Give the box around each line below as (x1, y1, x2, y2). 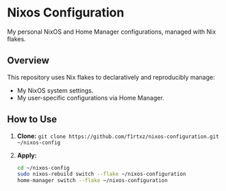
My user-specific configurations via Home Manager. (16, 93, 164, 102)
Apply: (16, 151, 37, 159)
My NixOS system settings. (16, 86, 94, 94)
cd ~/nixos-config (16, 164, 70, 171)
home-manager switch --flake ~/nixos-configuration (16, 177, 168, 184)
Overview (7, 55, 50, 67)
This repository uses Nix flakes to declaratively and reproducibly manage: (7, 73, 215, 81)
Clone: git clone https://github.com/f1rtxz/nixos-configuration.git (16, 132, 219, 140)
